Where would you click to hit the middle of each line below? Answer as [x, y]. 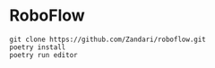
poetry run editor [43, 55]
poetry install [38, 47]
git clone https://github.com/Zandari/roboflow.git [107, 39]
